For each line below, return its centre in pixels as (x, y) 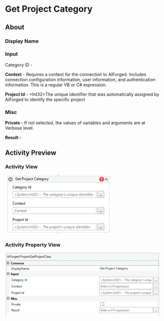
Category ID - (19, 65)
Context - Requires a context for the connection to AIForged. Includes (76, 74)
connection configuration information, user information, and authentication (80, 79)
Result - (13, 138)
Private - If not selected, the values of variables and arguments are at (75, 123)
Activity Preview (31, 153)
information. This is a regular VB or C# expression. (56, 85)
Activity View (22, 167)
